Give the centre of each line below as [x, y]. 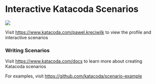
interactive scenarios [27, 37]
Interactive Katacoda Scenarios [72, 9]
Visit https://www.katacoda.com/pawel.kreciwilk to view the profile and [78, 32]
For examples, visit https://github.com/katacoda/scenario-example [74, 76]
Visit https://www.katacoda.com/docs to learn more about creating [74, 61]
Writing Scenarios [27, 50]
